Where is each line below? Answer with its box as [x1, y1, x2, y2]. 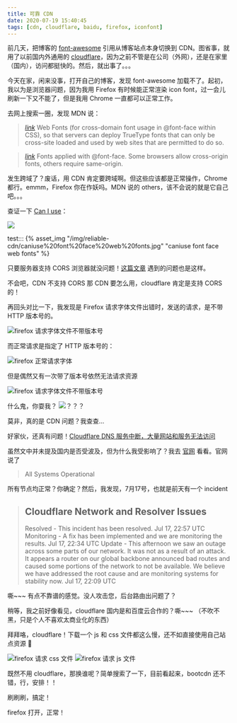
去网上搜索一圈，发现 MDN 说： [7, 109, 100, 117]
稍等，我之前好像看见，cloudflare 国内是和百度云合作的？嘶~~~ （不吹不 [7, 606, 220, 615]
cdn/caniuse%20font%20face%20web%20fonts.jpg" [7, 242, 164, 250]
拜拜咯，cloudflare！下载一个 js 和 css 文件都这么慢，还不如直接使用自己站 [7, 630, 226, 639]
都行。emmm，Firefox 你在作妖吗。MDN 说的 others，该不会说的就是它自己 [7, 183, 229, 192]
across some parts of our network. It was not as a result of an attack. [24, 547, 226, 555]
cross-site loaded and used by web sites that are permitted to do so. [24, 139, 224, 147]
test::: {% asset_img [7, 234, 66, 243]
